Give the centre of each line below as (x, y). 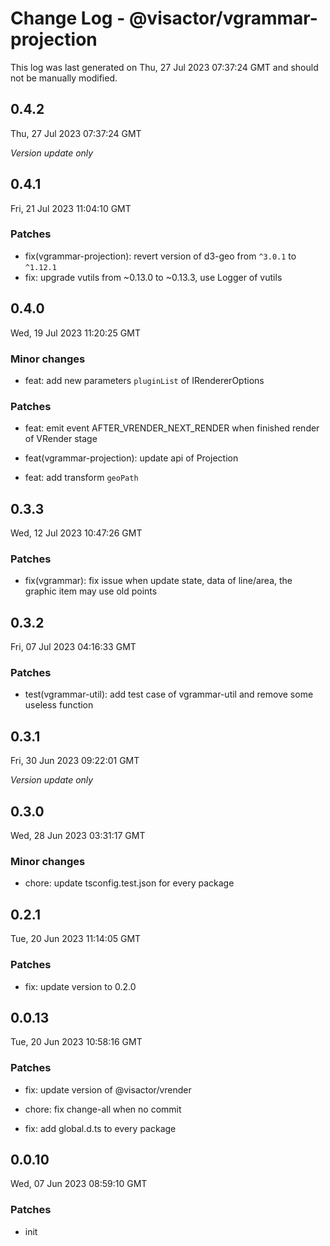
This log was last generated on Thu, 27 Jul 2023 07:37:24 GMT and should (164, 67)
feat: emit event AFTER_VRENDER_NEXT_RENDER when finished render (172, 428)
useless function (59, 705)
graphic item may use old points (91, 591)
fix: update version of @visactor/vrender (108, 1089)
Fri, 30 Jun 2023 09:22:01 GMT (75, 761)
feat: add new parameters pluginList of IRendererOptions (144, 380)
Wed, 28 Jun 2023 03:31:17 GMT (78, 836)
